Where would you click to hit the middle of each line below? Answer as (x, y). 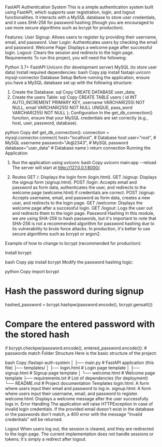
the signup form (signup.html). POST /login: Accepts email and (74, 182)
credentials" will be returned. (34, 419)
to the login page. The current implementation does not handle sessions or (79, 434)
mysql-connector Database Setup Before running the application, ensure (77, 77)
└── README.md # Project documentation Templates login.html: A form (77, 383)
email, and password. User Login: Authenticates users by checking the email (81, 42)
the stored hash (37, 335)
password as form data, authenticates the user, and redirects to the (79, 187)
